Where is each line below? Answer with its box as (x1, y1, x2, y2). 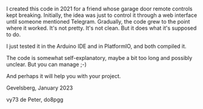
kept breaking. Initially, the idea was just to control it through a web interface (6, 12, 198, 19)
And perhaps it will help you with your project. (6, 73, 121, 79)
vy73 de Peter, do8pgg (6, 96, 64, 103)
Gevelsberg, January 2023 (6, 84, 73, 91)
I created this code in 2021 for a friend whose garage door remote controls (6, 5, 193, 12)
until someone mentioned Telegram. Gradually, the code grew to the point (6, 18, 190, 25)
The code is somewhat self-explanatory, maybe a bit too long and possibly (6, 54, 193, 61)
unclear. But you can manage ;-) (6, 61, 87, 68)
